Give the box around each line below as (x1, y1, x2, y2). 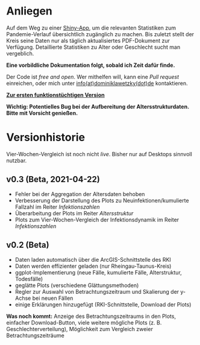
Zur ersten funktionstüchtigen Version (6, 91, 105, 98)
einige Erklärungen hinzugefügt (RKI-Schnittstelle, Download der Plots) (14, 300, 192, 308)
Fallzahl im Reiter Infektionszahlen (14, 203, 101, 210)
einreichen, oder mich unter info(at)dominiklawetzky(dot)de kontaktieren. (6, 80, 188, 87)
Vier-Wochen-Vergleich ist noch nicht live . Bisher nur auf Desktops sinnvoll (6, 150, 193, 157)
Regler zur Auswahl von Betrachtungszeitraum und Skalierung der (14, 288, 180, 295)
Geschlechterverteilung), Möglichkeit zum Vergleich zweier (6, 325, 154, 332)
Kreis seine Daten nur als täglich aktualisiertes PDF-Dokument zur (6, 37, 170, 44)
